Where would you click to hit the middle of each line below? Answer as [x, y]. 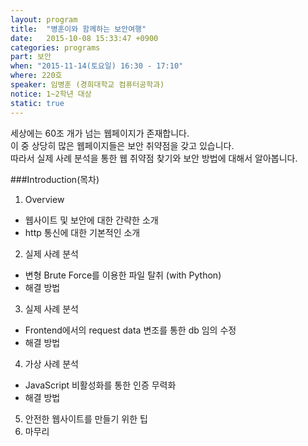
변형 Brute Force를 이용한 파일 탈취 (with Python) [123, 275]
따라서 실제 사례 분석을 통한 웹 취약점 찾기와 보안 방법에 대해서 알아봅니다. [154, 158]
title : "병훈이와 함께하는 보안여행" [78, 29]
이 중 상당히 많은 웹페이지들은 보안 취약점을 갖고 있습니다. [122, 145]
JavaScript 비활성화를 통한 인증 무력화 [100, 385]
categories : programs [55, 47]
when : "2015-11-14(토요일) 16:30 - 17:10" [97, 66]
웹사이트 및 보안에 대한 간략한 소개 [91, 220]
